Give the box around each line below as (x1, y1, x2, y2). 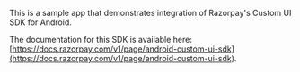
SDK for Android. (9, 17, 72, 28)
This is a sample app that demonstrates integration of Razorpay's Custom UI (9, 8, 292, 18)
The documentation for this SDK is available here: (9, 35, 193, 44)
